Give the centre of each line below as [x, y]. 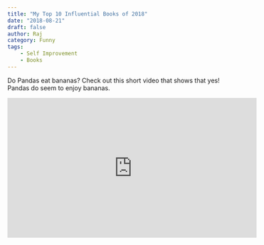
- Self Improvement [49, 54]
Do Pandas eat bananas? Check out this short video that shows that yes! [113, 80]
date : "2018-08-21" [36, 21]
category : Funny [31, 40]
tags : [15, 47]
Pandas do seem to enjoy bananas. [59, 88]
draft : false [27, 27]
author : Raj [25, 34]
